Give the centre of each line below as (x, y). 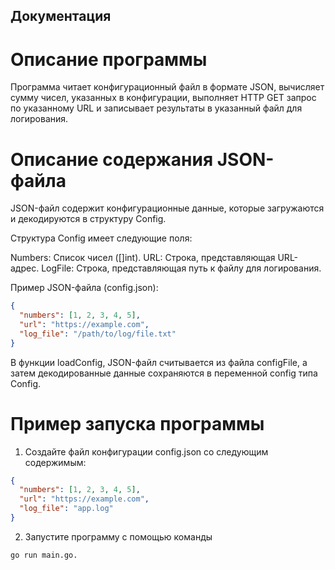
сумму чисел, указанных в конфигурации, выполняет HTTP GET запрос (163, 98)
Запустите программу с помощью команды (118, 536)
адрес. (25, 268)
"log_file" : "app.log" (66, 509)
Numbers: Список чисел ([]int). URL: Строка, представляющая (143, 258)
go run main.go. (44, 555)
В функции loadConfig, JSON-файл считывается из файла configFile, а (159, 362)
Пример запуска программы (137, 423)
